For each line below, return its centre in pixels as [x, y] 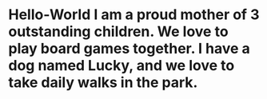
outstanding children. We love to [119, 32]
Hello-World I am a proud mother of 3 [134, 15]
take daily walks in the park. [103, 83]
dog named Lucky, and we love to [122, 66]
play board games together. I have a [129, 49]
